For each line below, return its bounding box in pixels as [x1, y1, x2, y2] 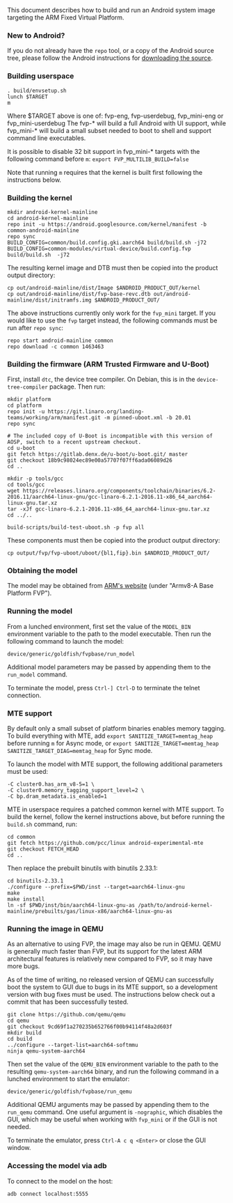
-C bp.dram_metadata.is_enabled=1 [7, 793, 108, 800]
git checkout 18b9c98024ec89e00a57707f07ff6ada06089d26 [7, 457, 172, 464]
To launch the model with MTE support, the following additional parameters [7, 760, 223, 768]
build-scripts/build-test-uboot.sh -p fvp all [7, 524, 145, 531]
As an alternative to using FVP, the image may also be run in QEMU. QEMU [7, 940, 221, 948]
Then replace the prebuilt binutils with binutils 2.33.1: [7, 864, 158, 873]
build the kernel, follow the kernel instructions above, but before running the [7, 813, 225, 821]
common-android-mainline [7, 226, 79, 234]
